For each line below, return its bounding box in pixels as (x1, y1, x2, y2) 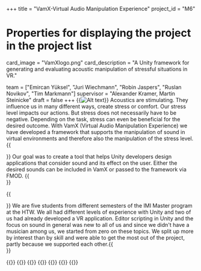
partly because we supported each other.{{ (6, 240, 113, 247)
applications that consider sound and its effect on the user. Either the (6, 159, 178, 167)
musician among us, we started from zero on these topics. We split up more (6, 228, 194, 235)
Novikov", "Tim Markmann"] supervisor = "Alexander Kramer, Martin (6, 90, 176, 97)
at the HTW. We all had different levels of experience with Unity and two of (6, 208, 191, 215)
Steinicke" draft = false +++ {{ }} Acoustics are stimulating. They (6, 96, 188, 103)
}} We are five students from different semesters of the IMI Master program (6, 202, 193, 209)
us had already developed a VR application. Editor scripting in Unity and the (6, 214, 194, 222)
